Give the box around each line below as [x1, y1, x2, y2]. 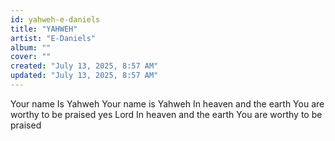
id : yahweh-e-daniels [10, 14, 101, 25]
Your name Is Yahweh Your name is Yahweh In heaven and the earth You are [10, 97, 325, 110]
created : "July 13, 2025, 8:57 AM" [10, 61, 159, 71]
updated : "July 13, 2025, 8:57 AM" [10, 71, 159, 81]
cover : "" [10, 52, 52, 62]
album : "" [10, 42, 52, 53]
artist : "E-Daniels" [10, 33, 97, 43]
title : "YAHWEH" [10, 24, 78, 34]
